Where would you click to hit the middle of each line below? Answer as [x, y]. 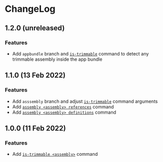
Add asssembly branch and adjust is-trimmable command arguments [85, 101]
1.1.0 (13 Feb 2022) [35, 75]
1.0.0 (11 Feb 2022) [35, 128]
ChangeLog [30, 9]
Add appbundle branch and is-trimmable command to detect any [80, 53]
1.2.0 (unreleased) [35, 28]
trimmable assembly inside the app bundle [57, 59]
